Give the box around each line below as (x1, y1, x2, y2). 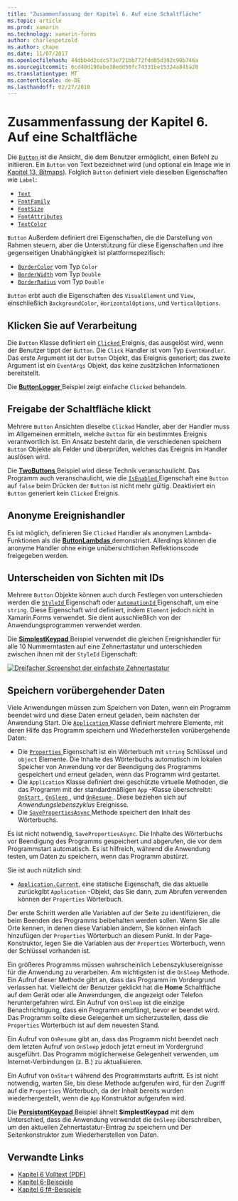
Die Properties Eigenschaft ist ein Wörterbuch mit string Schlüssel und (17, 748, 228, 756)
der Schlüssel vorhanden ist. (7, 947, 91, 955)
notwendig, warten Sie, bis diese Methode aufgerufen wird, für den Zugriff (7, 1079, 226, 1088)
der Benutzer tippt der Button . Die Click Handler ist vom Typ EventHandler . (7, 346, 226, 354)
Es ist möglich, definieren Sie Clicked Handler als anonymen (7, 528, 183, 537)
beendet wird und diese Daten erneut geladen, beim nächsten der (7, 711, 200, 720)
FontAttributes (17, 213, 63, 221)
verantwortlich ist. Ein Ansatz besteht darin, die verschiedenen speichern (7, 437, 222, 445)
